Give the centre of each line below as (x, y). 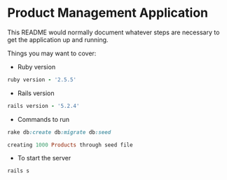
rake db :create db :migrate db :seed (59, 132)
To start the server (44, 158)
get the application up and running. (58, 39)
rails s (19, 171)
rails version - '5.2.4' (43, 106)
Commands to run (43, 119)
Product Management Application (108, 13)
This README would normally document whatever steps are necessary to (113, 32)
